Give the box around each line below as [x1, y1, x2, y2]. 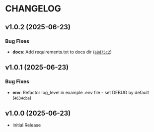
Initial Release [12, 122, 41, 128]
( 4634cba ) [12, 95, 32, 101]
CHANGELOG [5, 3, 61, 14]
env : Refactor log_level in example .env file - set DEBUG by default [12, 89, 149, 95]
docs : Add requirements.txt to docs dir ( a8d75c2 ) [12, 49, 112, 55]
